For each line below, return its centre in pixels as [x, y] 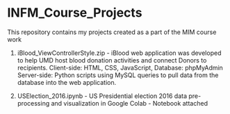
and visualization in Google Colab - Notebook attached [130, 103]
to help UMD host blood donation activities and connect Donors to [112, 60]
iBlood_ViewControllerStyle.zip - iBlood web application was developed [119, 53]
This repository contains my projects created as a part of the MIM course [112, 32]
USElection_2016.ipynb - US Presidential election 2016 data [102, 96]
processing [33, 103]
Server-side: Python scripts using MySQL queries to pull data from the [118, 75]
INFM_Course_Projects [75, 13]
